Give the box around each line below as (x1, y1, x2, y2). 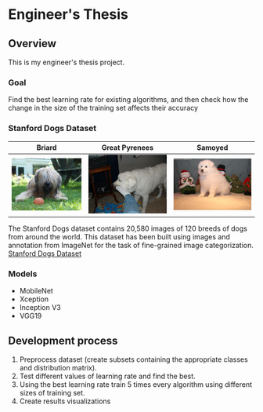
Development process (8, 334, 118, 347)
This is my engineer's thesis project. (8, 57, 125, 67)
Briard (36, 143, 57, 152)
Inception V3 (19, 303, 61, 312)
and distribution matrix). (19, 363, 97, 372)
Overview (8, 37, 57, 50)
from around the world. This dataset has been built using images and (8, 232, 231, 241)
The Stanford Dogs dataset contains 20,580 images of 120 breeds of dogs (8, 224, 248, 233)
